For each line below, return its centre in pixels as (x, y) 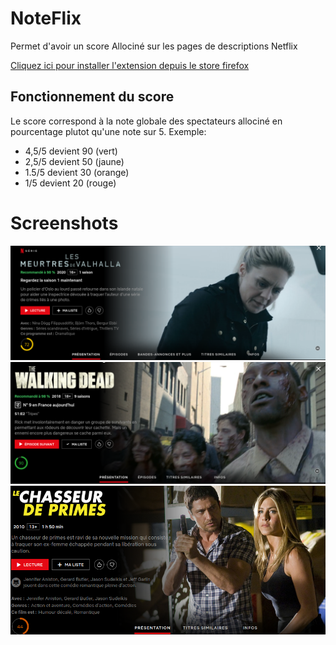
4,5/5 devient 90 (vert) (71, 151)
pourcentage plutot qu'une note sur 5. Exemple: (108, 131)
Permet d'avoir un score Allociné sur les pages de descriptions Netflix (154, 46)
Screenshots (64, 223)
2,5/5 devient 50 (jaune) (74, 161)
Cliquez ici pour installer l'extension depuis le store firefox (130, 65)
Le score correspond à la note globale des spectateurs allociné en (146, 121)
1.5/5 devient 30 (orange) (77, 172)
